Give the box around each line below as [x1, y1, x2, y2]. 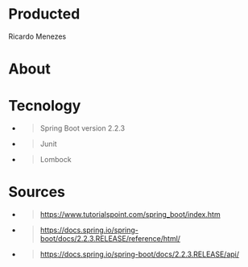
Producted [8, 5, 81, 23]
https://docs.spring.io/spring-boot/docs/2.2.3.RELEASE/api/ [39, 249, 240, 259]
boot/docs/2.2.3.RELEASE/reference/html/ [39, 234, 181, 243]
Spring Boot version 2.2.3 [39, 123, 126, 133]
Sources [8, 183, 66, 202]
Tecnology [8, 97, 81, 115]
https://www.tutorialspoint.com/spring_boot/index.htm [39, 210, 221, 219]
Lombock [39, 155, 72, 165]
